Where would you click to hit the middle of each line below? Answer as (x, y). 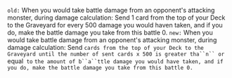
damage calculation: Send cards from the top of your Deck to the (105, 47)
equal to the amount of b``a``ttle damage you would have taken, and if (115, 61)
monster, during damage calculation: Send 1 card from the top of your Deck (116, 18)
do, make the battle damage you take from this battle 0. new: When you (110, 32)
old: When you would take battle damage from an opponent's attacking (111, 10)
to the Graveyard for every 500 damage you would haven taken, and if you (115, 25)
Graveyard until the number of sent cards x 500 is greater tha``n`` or (116, 54)
